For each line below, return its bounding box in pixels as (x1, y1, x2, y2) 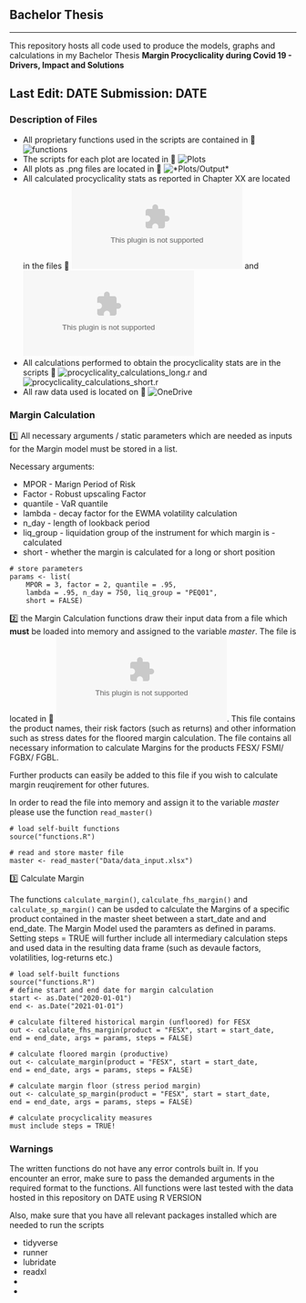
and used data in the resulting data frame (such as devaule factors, (9, 942, 261, 953)
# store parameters (9, 564, 84, 573)
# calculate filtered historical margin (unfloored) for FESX (9, 1017, 250, 1027)
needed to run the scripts (9, 1220, 105, 1231)
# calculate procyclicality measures (9, 1113, 153, 1122)
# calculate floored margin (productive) (9, 1049, 169, 1058)
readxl (22, 1267, 47, 1277)
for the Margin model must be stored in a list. (9, 443, 178, 454)
